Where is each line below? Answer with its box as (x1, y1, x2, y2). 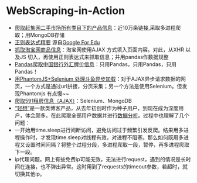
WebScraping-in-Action (6, 4, 125, 18)
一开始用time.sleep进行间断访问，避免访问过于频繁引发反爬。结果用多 (14, 126, 184, 133)
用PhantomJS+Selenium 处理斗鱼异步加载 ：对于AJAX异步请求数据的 (14, 75, 181, 82)
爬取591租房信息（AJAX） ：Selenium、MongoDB (14, 97, 132, 104)
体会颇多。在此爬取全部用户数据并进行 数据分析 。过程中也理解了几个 (25, 112, 189, 119)
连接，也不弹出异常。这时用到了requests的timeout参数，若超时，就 (25, 163, 188, 170)
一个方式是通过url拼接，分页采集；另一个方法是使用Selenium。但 (25, 82, 182, 89)
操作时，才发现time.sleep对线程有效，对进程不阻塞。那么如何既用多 (19, 133, 184, 141)
